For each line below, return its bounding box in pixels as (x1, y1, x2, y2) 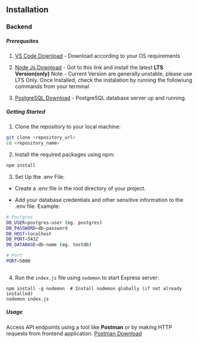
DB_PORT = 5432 (6, 236, 39, 242)
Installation (6, 5, 49, 15)
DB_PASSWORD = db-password (6, 225, 68, 231)
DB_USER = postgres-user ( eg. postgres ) (6, 220, 102, 226)
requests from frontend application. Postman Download (6, 330, 142, 337)
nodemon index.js (6, 296, 49, 302)
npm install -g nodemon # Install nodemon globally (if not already (6, 285, 183, 291)
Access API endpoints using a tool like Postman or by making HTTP (6, 323, 172, 330)
